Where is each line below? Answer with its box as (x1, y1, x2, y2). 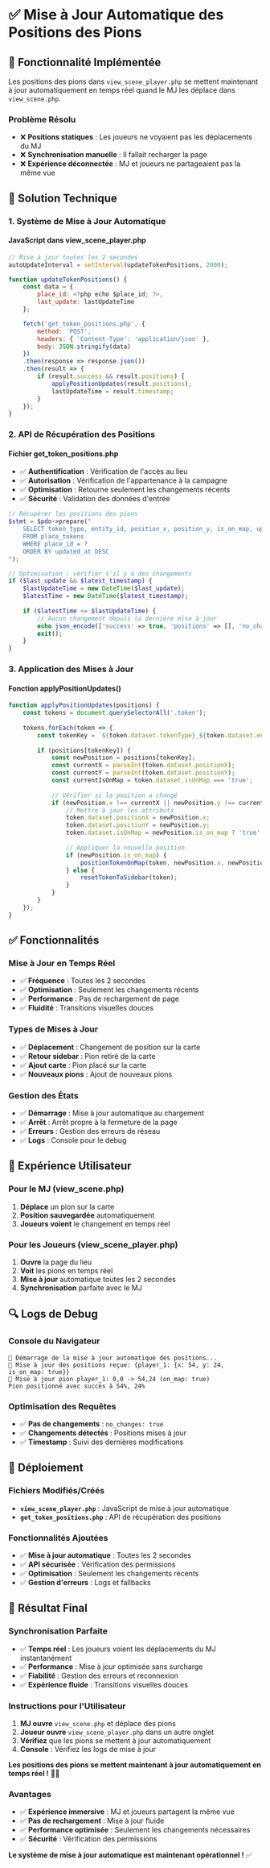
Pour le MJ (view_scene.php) (8, 1183, 125, 1194)
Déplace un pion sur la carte (19, 1202, 115, 1211)
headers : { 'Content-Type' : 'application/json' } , (37, 334, 211, 343)
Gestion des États (8, 1090, 79, 1101)
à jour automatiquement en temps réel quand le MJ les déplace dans (8, 85, 235, 94)
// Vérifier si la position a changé (51, 791, 178, 799)
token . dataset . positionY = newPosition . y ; (65, 821, 211, 829)
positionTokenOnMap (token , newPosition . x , (80, 858, 225, 867)
